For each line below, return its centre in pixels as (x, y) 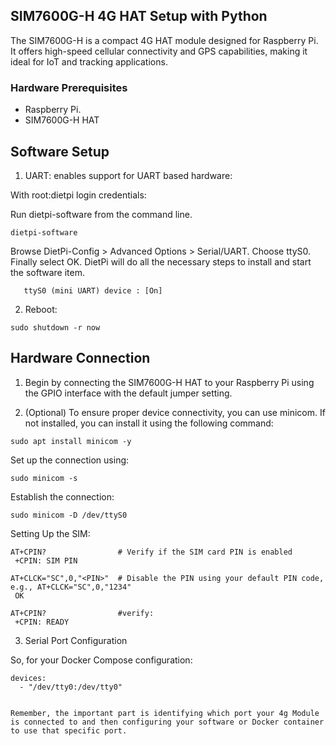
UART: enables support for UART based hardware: (128, 175)
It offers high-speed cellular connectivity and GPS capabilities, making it (159, 51)
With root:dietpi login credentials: (78, 195)
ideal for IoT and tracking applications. (89, 61)
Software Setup (60, 151)
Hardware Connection (80, 358)
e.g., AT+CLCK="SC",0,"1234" (71, 587)
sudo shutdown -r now (55, 327)
